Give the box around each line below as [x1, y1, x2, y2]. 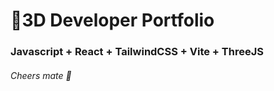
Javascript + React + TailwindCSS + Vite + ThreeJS [10, 45, 264, 59]
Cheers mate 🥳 [10, 69, 72, 81]
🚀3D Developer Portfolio [10, 9, 215, 32]
